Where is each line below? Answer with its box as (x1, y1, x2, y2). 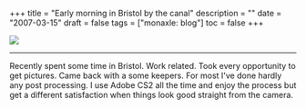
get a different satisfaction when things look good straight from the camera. (9, 90, 294, 100)
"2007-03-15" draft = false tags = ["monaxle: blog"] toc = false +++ (9, 17, 264, 28)
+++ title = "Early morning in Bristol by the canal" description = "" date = (9, 8, 282, 18)
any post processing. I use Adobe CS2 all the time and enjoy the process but (9, 80, 297, 90)
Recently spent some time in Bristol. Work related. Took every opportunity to (9, 61, 296, 71)
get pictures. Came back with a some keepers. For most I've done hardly (9, 70, 282, 81)
